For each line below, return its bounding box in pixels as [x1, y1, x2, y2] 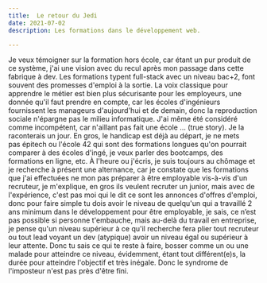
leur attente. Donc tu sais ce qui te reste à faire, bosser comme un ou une [8, 241, 249, 250]
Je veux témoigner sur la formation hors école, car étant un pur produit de [8, 55, 252, 64]
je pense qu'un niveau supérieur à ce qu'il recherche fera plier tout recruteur [8, 224, 259, 234]
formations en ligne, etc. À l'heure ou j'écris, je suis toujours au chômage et [8, 157, 256, 166]
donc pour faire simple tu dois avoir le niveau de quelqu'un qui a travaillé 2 [8, 199, 253, 208]
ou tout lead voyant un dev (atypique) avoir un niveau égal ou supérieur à [8, 232, 249, 242]
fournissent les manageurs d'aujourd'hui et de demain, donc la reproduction [8, 106, 257, 115]
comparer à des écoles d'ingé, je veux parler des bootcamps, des [8, 148, 224, 157]
